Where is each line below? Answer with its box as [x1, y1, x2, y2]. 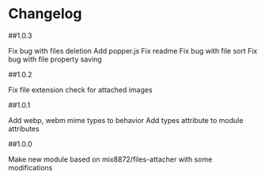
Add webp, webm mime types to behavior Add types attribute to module [8, 115, 244, 125]
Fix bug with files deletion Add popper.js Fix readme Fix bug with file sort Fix [8, 46, 258, 55]
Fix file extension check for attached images [8, 84, 153, 95]
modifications [8, 162, 53, 172]
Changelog [8, 5, 82, 23]
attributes [8, 124, 40, 133]
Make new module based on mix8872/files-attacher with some [8, 155, 213, 164]
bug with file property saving [8, 54, 103, 64]
